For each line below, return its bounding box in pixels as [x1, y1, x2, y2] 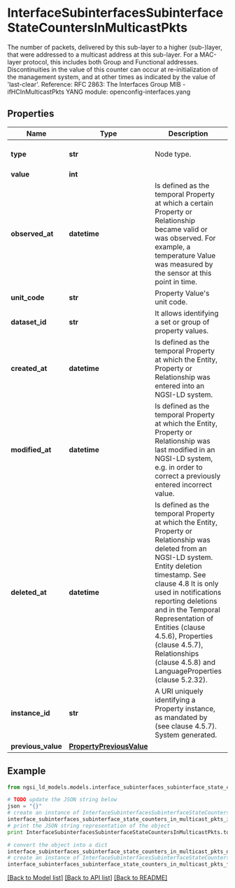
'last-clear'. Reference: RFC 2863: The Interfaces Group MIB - [7, 80, 186, 88]
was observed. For [155, 233, 216, 243]
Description [168, 128, 208, 138]
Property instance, [155, 703, 215, 713]
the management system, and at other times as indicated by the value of [7, 72, 216, 81]
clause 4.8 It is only [155, 579, 219, 589]
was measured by [155, 259, 213, 269]
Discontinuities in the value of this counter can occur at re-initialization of [7, 65, 219, 73]
